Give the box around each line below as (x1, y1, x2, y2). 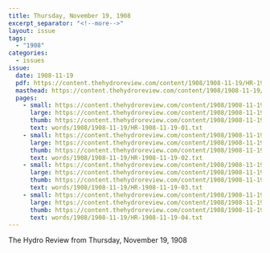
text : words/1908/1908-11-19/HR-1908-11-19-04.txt (29, 214, 203, 222)
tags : (8, 34, 27, 43)
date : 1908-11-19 (15, 71, 74, 80)
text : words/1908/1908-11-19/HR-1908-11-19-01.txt (29, 124, 203, 132)
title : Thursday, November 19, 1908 (8, 11, 131, 20)
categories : (8, 49, 48, 57)
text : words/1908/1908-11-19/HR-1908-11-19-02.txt (29, 153, 203, 161)
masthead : (15, 86, 48, 95)
